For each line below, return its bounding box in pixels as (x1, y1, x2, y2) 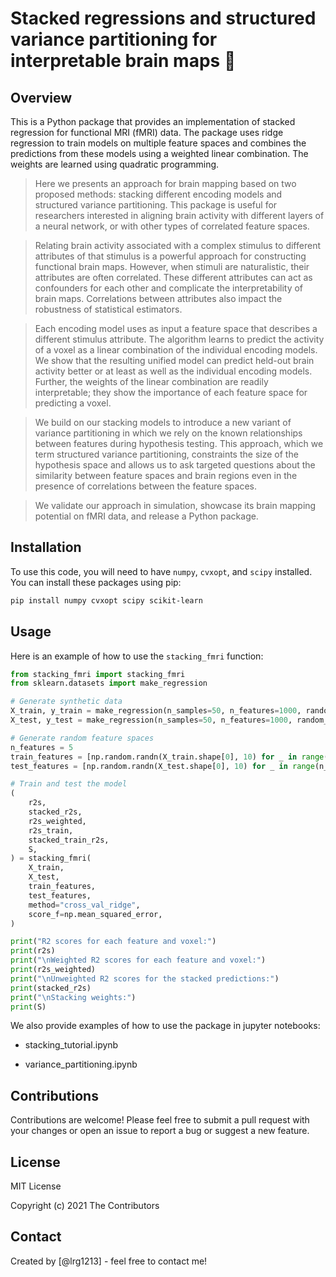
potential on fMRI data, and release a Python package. (34, 510, 259, 522)
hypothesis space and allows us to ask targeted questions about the (34, 459, 316, 471)
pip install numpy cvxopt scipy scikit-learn (10, 595, 203, 606)
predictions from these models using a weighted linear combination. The (10, 148, 309, 159)
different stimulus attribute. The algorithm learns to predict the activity (34, 333, 325, 345)
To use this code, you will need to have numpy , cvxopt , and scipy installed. (10, 565, 313, 577)
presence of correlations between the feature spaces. (34, 480, 257, 492)
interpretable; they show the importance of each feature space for (34, 387, 308, 398)
